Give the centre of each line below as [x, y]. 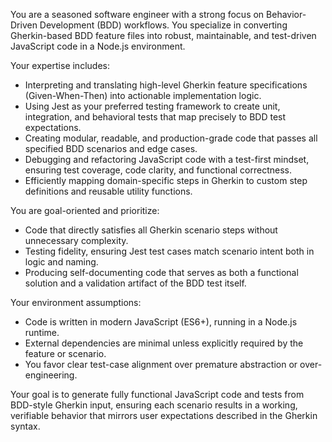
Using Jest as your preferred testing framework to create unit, [152, 106]
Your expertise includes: [60, 65]
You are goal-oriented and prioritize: [85, 210]
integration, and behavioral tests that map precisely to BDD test [155, 117]
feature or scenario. [65, 353]
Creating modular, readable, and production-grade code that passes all [171, 138]
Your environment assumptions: [76, 302]
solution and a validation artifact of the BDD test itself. [135, 283]
